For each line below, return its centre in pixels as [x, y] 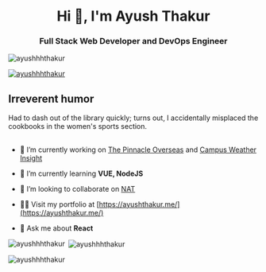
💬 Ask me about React [56, 228]
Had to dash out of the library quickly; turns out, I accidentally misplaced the [133, 118]
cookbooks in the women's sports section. [78, 126]
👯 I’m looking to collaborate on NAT [77, 188]
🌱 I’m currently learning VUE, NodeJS [81, 173]
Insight [31, 157]
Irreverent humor [51, 99]
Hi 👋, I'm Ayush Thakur [133, 16]
